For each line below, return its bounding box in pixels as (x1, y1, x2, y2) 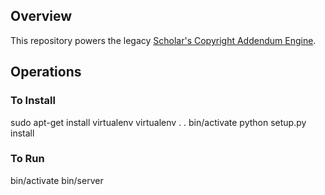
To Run (10, 152, 45, 166)
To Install (10, 94, 56, 108)
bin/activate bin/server (10, 174, 104, 186)
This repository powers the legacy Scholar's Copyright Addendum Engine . (10, 34, 317, 46)
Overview (10, 8, 73, 25)
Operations (10, 64, 82, 81)
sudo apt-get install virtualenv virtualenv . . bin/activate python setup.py (10, 116, 307, 128)
